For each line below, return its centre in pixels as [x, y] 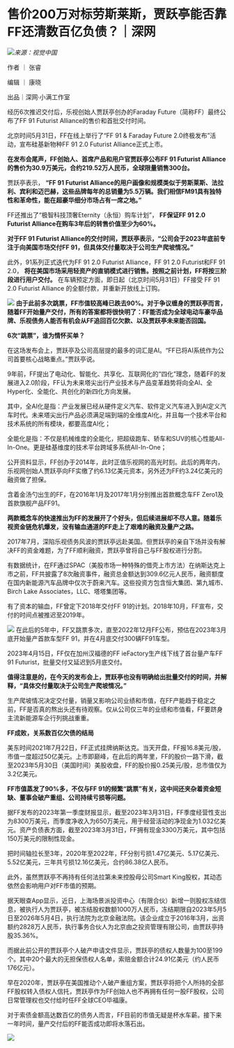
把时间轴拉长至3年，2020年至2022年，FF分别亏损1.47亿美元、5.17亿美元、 [115, 853]
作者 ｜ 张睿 [24, 67]
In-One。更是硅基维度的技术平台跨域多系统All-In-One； [87, 447]
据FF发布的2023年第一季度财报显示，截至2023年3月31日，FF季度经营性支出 [117, 812]
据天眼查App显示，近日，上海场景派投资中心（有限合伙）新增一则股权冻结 [114, 900]
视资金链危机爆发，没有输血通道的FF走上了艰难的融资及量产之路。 [102, 526]
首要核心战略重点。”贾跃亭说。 [56, 359]
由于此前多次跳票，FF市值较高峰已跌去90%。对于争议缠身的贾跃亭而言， [121, 303]
